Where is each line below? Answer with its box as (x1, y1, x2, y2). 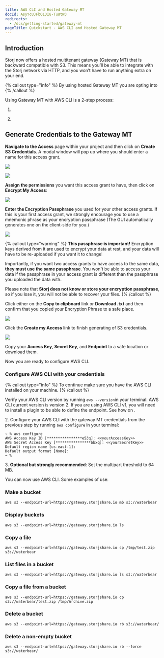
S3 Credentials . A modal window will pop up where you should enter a (5, 148, 148, 154)
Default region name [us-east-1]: (5, 444, 76, 449)
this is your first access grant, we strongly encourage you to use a (5, 211, 139, 217)
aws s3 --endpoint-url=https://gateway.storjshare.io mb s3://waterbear (5, 500, 157, 505)
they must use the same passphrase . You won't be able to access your (5, 266, 151, 272)
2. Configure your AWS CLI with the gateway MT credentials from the (5, 417, 145, 423)
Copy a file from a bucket (5, 584, 66, 590)
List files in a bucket (5, 561, 54, 568)
